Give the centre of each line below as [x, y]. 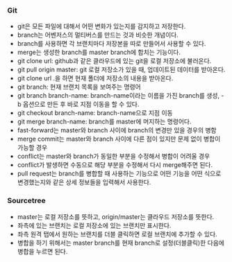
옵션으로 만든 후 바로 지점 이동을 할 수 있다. [81, 104]
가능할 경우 [32, 148]
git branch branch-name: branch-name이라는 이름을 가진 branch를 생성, [118, 96]
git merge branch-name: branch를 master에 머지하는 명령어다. [104, 122]
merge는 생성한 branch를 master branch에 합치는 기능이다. [99, 52]
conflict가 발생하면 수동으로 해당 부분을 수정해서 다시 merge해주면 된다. [115, 165]
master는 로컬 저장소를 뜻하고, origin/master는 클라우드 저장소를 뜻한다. [116, 216]
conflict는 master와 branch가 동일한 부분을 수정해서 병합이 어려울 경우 [114, 156]
